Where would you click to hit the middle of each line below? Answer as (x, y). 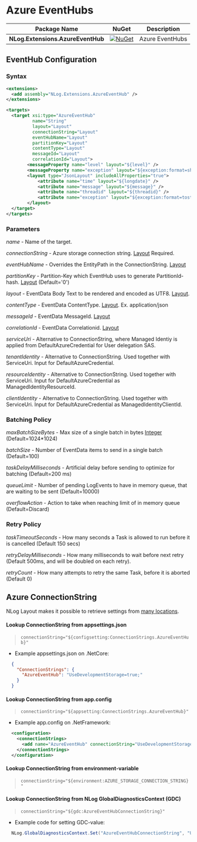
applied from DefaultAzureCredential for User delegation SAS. (81, 345)
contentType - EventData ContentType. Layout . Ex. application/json (87, 305)
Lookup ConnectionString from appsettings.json (67, 625)
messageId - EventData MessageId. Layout (58, 316)
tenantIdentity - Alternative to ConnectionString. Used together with (88, 357)
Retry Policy (24, 525)
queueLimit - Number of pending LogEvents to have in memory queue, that (97, 485)
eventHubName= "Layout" (60, 137)
